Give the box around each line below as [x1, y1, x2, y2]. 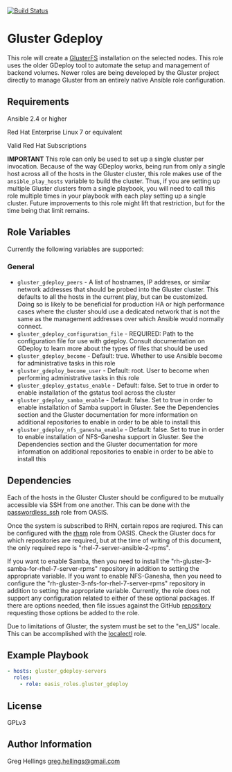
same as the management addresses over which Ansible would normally [17, 314, 224, 323]
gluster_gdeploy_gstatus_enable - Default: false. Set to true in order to [17, 381, 220, 389]
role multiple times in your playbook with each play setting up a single [7, 191, 206, 200]
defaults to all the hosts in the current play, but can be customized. [17, 292, 208, 301]
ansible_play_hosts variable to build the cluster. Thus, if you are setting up [7, 177, 220, 185]
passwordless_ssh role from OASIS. [7, 508, 109, 516]
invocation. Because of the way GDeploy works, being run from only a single [7, 162, 226, 170]
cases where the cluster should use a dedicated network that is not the [17, 307, 220, 316]
